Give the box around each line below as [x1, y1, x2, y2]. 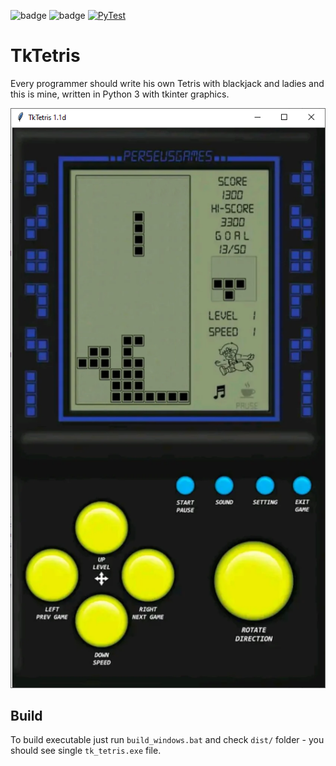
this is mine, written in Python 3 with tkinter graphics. [10, 88, 230, 100]
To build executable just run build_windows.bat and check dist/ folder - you [10, 734, 325, 746]
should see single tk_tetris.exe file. [10, 745, 162, 757]
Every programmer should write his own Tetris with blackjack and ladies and [10, 77, 325, 89]
